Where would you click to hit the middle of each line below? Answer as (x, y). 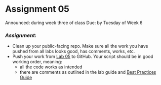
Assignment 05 (37, 9)
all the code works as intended (51, 67)
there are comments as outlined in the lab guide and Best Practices (88, 72)
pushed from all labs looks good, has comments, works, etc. (74, 51)
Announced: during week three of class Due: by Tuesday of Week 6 (74, 23)
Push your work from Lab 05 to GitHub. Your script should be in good (83, 57)
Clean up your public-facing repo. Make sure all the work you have (80, 46)
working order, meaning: (37, 62)
